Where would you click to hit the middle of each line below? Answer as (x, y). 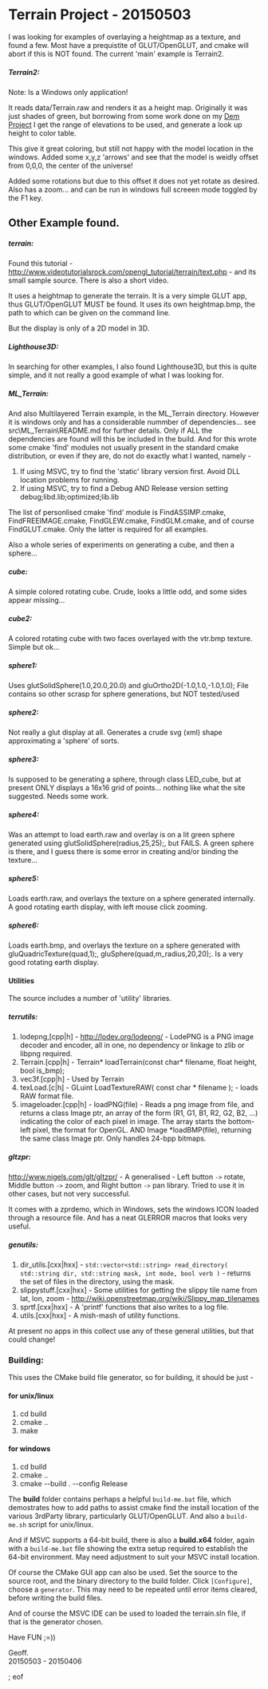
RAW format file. (47, 1096)
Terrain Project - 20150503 (100, 15)
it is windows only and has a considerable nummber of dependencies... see (132, 422)
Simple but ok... (34, 647)
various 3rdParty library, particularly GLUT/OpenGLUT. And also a (116, 1516)
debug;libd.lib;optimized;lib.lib (69, 497)
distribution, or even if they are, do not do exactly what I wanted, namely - (130, 456)
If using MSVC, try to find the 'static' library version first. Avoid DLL (130, 472)
